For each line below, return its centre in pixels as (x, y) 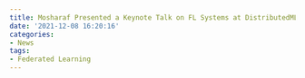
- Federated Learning (50, 59)
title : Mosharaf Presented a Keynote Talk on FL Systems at (126, 17)
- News (22, 43)
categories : (32, 34)
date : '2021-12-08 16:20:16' (64, 26)
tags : (20, 51)
